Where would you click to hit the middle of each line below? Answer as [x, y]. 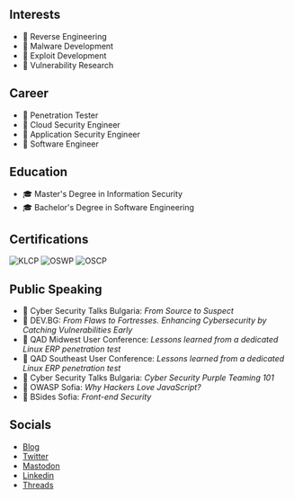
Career [29, 94]
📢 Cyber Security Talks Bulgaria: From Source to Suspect [128, 311]
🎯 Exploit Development [64, 55]
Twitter [36, 456]
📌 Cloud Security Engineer [71, 124]
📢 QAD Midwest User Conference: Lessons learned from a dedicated [150, 340]
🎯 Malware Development [68, 46]
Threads [38, 485]
